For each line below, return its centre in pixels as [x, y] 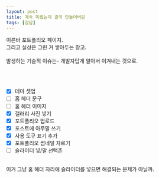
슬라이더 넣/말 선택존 [39, 150]
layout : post [22, 11]
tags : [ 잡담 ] [21, 22]
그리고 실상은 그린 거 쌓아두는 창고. [46, 47]
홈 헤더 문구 [28, 98]
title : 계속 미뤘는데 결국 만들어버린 [46, 17]
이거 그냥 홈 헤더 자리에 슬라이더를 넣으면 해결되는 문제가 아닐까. [80, 169]
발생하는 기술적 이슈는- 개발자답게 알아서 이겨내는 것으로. [72, 61]
